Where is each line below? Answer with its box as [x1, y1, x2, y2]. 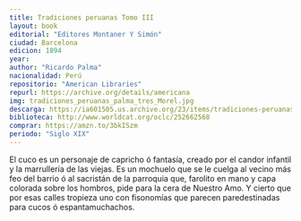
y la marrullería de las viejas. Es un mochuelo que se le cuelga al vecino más [9, 163, 291, 174]
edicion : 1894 [9, 47, 63, 55]
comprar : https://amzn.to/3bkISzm [9, 122, 139, 131]
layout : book [9, 21, 58, 30]
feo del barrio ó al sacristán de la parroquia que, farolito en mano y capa [9, 173, 276, 183]
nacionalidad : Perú [9, 72, 82, 81]
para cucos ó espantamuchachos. [9, 201, 135, 212]
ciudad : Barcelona [9, 38, 78, 47]
